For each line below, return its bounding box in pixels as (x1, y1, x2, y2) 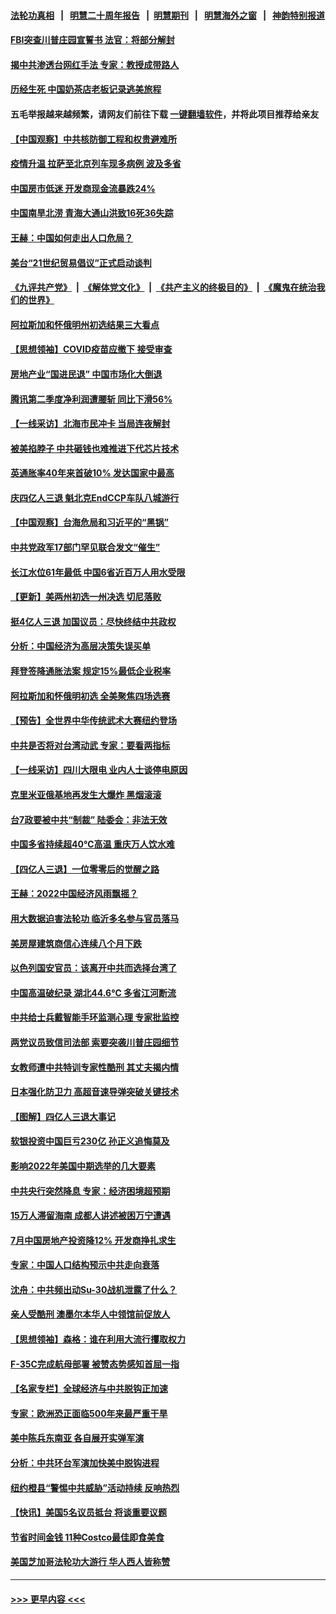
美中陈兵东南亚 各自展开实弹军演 (10, 1432, 145, 1444)
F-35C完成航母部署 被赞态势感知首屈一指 (10, 1358, 180, 1370)
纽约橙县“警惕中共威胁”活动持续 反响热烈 (10, 1481, 180, 1494)
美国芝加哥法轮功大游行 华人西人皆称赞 (10, 1556, 171, 1568)
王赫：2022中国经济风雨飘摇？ (10, 888, 138, 900)
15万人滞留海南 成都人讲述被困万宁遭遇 (10, 1210, 172, 1222)
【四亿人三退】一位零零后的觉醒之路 (10, 863, 160, 875)
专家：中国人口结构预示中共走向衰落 (10, 1259, 160, 1271)
